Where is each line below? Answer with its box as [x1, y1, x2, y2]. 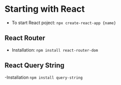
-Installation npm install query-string [4, 74, 83, 80]
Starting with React [4, 3, 85, 15]
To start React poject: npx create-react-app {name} [11, 20, 116, 26]
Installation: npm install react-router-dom [11, 47, 98, 53]
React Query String [4, 61, 64, 70]
